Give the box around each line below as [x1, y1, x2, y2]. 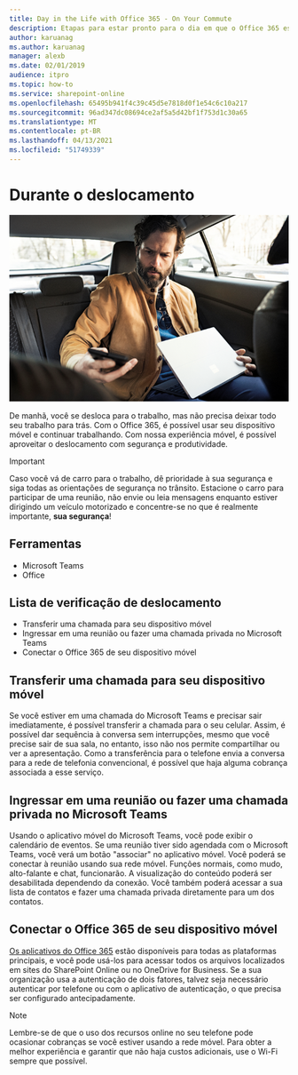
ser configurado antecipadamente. [9, 992, 136, 1003]
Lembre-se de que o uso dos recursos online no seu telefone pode [9, 1027, 254, 1038]
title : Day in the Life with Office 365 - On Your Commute [9, 14, 232, 23]
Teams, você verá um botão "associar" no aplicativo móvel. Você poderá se [9, 849, 286, 860]
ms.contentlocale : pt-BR [9, 127, 101, 136]
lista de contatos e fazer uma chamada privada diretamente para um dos [9, 887, 275, 897]
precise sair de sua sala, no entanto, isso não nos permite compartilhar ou [9, 738, 280, 750]
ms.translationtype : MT [9, 117, 98, 126]
